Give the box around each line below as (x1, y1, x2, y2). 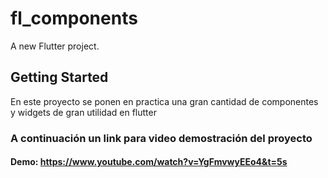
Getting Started (10, 69, 109, 86)
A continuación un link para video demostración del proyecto (10, 131, 313, 145)
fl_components (10, 7, 138, 30)
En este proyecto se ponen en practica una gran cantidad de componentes (10, 95, 319, 107)
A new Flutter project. (10, 40, 100, 52)
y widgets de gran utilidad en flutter (10, 106, 157, 118)
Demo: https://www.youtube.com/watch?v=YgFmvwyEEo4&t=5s (10, 156, 288, 168)
